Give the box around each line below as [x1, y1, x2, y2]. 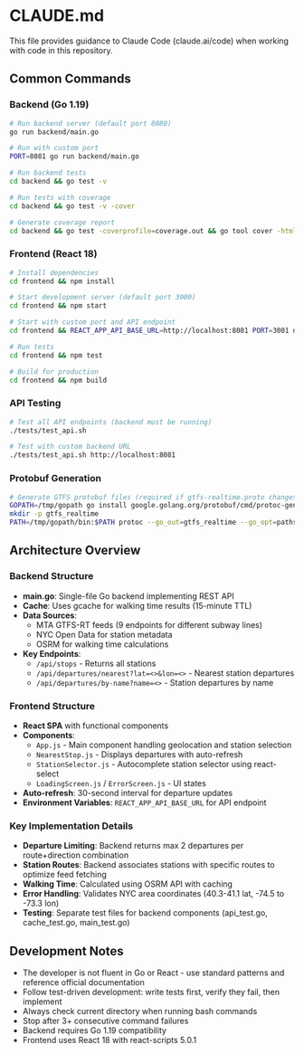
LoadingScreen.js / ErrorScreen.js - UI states [35, 778, 206, 788]
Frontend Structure [9, 699, 96, 712]
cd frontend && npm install [9, 277, 116, 286]
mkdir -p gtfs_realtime [9, 509, 100, 518]
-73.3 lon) [22, 897, 60, 909]
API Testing [9, 397, 62, 410]
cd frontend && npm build [9, 375, 107, 385]
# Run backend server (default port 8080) [9, 119, 172, 128]
